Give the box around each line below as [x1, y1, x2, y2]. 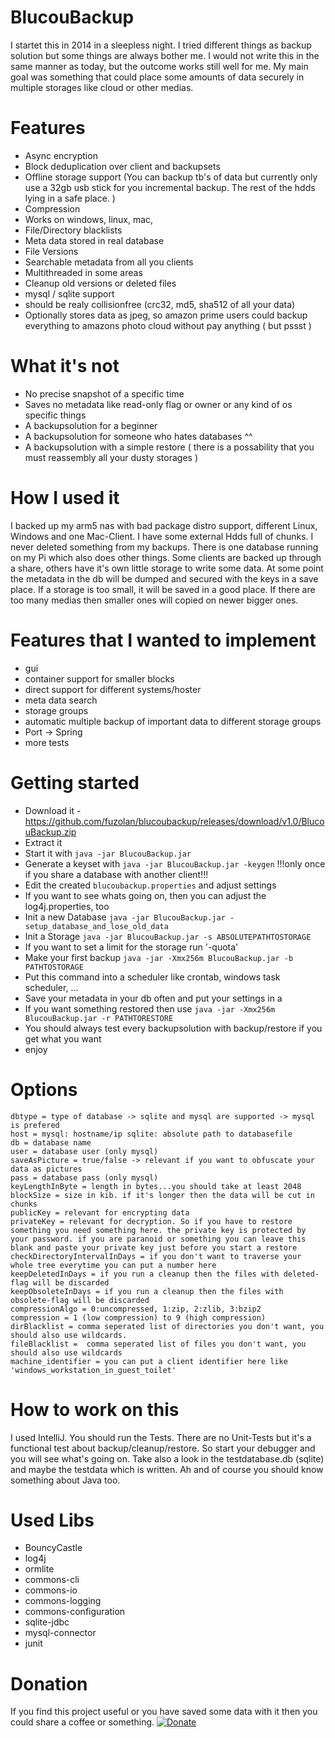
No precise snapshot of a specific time [24, 387, 185, 400]
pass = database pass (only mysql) [10, 1172, 159, 1183]
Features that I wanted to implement [10, 629, 317, 651]
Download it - [24, 804, 82, 816]
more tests [24, 736, 70, 748]
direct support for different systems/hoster [24, 683, 202, 695]
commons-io [24, 1584, 78, 1596]
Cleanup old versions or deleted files [24, 277, 177, 289]
